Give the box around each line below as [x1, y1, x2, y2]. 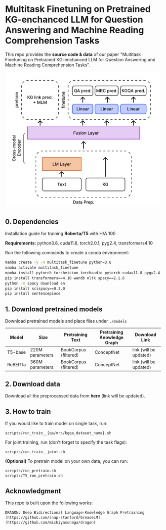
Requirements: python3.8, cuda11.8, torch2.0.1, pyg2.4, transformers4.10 [5, 240, 153, 246]
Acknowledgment [5, 486, 61, 495]
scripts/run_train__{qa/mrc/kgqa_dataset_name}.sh [5, 431, 112, 436]
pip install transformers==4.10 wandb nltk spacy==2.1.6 [5, 276, 125, 281]
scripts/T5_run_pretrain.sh [5, 474, 63, 479]
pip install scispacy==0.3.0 [5, 286, 65, 291]
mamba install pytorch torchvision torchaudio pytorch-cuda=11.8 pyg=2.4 [5, 270, 161, 275]
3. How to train [5, 407, 51, 416]
